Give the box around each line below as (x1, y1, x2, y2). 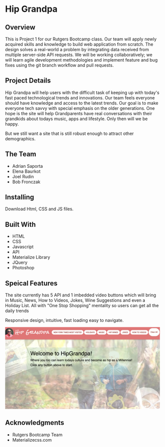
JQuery (12, 259, 28, 265)
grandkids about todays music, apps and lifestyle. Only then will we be (5, 116, 148, 122)
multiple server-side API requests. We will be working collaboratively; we (5, 52, 153, 58)
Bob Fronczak (12, 179, 41, 185)
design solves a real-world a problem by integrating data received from (5, 47, 149, 52)
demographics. (5, 135, 36, 141)
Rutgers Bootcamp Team (12, 432, 63, 438)
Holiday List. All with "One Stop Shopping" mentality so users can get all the (5, 303, 159, 309)
